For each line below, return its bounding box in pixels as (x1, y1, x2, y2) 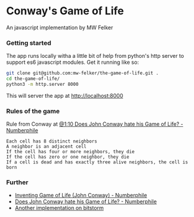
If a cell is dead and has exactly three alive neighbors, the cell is (6, 159, 188, 165)
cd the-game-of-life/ (6, 76, 60, 82)
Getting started (6, 39, 52, 47)
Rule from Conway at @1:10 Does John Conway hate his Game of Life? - (6, 120, 183, 128)
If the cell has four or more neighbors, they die (6, 149, 135, 155)
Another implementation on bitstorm (14, 204, 104, 212)
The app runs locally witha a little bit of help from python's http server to (6, 52, 184, 60)
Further (6, 178, 29, 187)
